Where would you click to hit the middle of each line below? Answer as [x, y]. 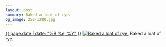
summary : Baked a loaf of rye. [38, 15]
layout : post [19, 10]
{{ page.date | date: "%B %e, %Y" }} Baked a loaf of [83, 34]
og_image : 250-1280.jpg [30, 19]
